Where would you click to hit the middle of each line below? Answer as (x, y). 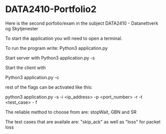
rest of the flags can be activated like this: (49, 87)
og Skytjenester (22, 28)
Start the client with (26, 68)
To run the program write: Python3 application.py (56, 48)
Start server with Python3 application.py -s (50, 58)
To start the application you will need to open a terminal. (64, 38)
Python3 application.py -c (32, 77)
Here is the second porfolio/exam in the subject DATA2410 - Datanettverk (82, 23)
